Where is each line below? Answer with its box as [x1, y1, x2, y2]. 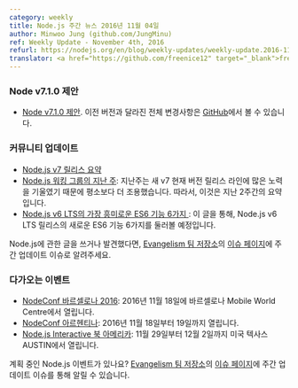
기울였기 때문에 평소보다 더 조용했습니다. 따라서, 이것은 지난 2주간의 [31, 186, 266, 197]
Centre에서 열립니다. [21, 307, 95, 317]
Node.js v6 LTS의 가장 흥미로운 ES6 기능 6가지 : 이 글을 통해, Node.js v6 [21, 208, 278, 219]
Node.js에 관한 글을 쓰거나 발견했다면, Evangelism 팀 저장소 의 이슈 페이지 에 [9, 238, 273, 249]
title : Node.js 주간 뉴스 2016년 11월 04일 [9, 21, 160, 30]
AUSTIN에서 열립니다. [21, 339, 99, 350]
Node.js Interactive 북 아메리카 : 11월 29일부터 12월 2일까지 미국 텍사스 [21, 329, 269, 339]
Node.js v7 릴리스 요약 [21, 164, 102, 175]
